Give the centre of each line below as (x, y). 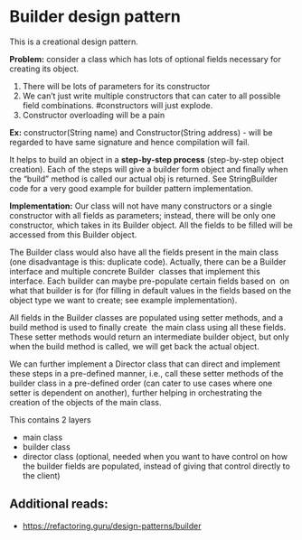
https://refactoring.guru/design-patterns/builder (112, 526)
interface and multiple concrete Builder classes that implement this (135, 271)
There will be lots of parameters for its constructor (116, 86)
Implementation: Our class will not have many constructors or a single (141, 206)
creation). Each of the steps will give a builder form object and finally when (149, 169)
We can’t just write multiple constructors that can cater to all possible (151, 96)
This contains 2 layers (51, 419)
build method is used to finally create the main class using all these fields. (148, 327)
